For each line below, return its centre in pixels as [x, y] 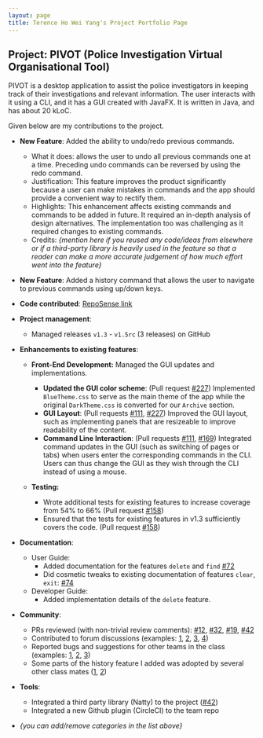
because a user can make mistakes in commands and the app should [143, 190]
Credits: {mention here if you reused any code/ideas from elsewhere [142, 240]
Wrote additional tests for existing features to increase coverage [147, 502]
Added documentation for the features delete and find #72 [139, 566]
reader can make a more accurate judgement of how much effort [137, 257]
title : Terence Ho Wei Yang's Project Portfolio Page [98, 23]
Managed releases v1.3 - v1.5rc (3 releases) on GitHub [121, 334]
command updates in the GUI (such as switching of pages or [141, 447]
